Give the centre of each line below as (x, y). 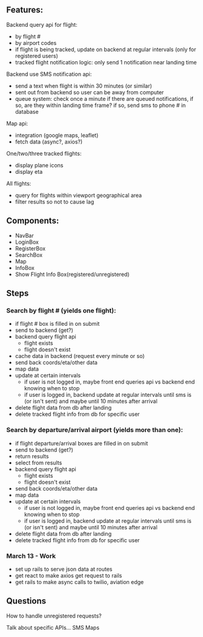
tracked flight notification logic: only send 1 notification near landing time (106, 62)
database (27, 111)
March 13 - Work (31, 556)
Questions (26, 601)
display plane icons (39, 165)
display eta (29, 171)
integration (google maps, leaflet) (57, 135)
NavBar (25, 235)
